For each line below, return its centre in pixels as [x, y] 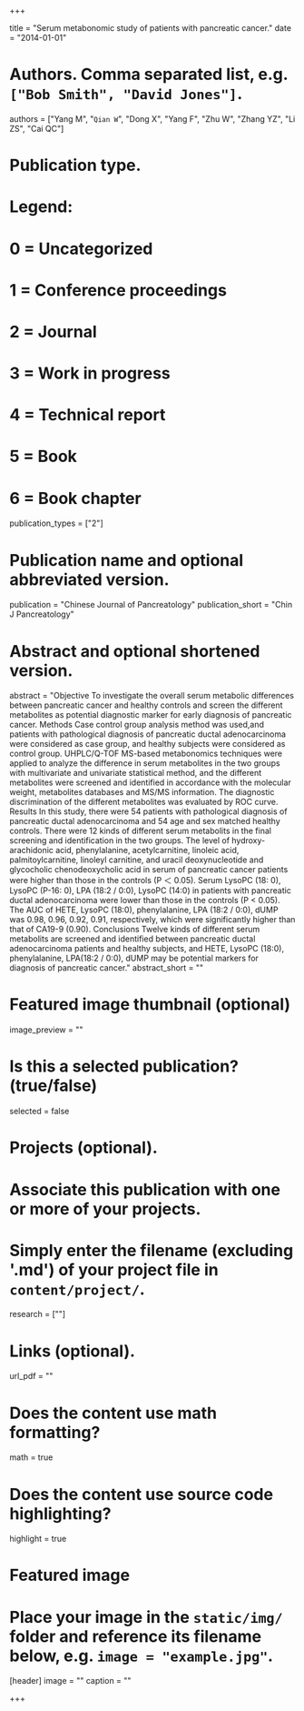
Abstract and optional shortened [135, 651]
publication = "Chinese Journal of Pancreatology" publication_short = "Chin [151, 605]
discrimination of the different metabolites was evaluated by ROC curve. [144, 802]
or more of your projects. [105, 1208]
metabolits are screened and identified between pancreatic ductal [132, 939]
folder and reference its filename [135, 1636]
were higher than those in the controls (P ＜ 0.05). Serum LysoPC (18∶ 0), [145, 881]
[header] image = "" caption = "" [70, 1681]
